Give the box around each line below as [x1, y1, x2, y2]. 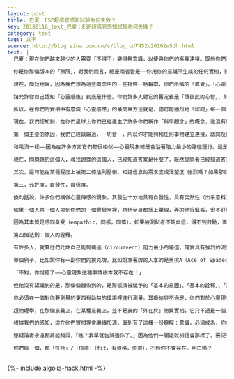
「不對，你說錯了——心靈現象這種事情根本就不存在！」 [13, 269, 145, 276]
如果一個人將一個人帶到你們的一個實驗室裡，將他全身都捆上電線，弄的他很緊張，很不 [13, 206, 221, 213]
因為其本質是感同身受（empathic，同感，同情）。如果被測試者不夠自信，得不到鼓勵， [13, 219, 223, 226]
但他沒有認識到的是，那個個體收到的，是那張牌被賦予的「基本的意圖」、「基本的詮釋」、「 [13, 281, 226, 289]
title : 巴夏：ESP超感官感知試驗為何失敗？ [7, 17, 116, 24]
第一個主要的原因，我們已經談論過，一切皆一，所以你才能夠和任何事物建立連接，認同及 [13, 131, 226, 138]
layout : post [7, 10, 45, 17]
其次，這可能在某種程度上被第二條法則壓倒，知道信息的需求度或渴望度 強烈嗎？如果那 [13, 169, 224, 176]
